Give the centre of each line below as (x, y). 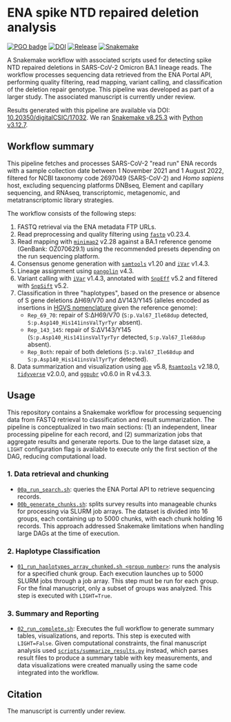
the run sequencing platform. (58, 256)
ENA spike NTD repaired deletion (103, 13)
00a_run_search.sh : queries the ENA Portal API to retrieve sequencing (116, 489)
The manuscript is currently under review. (67, 711)
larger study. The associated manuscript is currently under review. (101, 96)
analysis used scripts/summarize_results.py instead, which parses (113, 651)
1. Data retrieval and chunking (58, 474)
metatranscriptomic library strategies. (61, 200)
